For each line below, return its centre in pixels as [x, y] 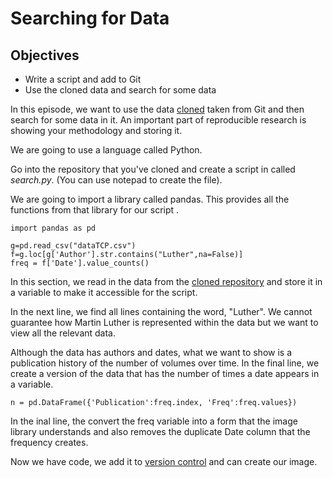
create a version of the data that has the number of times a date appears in [165, 373]
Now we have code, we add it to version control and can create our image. [164, 461]
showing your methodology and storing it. [96, 130]
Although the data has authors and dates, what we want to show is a [151, 352]
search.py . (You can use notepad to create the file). [116, 180]
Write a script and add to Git [83, 79]
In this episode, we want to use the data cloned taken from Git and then [157, 109]
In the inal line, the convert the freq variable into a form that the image [154, 421]
